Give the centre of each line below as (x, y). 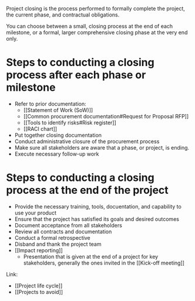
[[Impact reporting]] (38, 250)
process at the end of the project (87, 190)
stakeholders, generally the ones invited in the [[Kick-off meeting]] (104, 263)
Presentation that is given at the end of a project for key (91, 256)
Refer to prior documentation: (50, 104)
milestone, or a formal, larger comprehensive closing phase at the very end (97, 32)
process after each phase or (76, 75)
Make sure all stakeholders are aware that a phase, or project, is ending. (102, 147)
